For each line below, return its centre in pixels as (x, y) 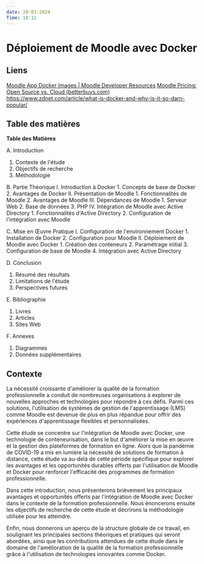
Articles (25, 318)
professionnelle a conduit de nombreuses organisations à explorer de (94, 395)
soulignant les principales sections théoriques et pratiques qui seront (93, 535)
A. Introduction (25, 150)
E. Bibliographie (26, 300)
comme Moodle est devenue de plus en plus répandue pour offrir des (94, 415)
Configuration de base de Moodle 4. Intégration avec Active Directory (94, 251)
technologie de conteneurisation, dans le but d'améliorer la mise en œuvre (100, 440)
